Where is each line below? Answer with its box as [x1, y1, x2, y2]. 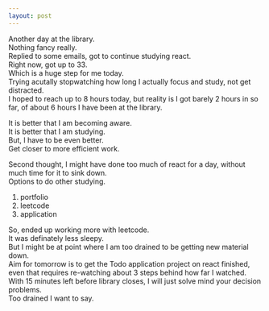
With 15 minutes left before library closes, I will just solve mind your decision [8, 276, 262, 286]
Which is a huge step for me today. [8, 68, 125, 77]
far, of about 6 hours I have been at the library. [8, 102, 163, 112]
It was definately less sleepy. [8, 233, 105, 243]
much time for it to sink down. [8, 168, 107, 177]
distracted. [8, 85, 44, 95]
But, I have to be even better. [8, 135, 104, 145]
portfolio [19, 192, 48, 201]
